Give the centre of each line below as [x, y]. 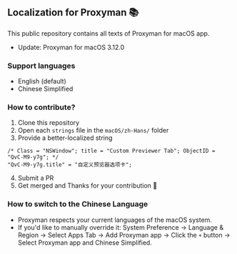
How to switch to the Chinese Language [78, 204]
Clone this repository [49, 123]
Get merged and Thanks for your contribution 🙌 [87, 186]
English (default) [42, 81]
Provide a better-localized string [65, 138]
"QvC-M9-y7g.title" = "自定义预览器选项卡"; [70, 165]
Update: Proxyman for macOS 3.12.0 [71, 47]
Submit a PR [36, 178]
